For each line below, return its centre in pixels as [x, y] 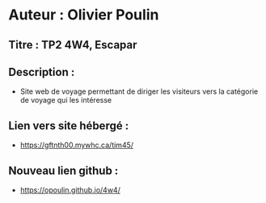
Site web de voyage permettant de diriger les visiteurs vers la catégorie [139, 91]
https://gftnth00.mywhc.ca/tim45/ [77, 145]
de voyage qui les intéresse [65, 100]
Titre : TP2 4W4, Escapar [73, 45]
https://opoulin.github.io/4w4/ [70, 190]
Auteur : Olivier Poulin [84, 15]
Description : [42, 72]
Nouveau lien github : [63, 170]
